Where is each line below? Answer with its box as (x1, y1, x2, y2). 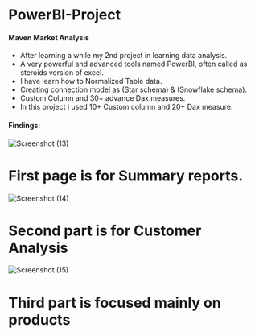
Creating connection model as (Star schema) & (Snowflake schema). (19, 85, 248, 94)
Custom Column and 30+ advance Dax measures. (19, 93, 186, 103)
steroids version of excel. (19, 68, 105, 77)
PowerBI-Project (8, 6, 121, 24)
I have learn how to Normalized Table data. (19, 77, 162, 86)
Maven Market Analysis (8, 32, 90, 42)
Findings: (8, 120, 41, 130)
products (8, 310, 71, 329)
